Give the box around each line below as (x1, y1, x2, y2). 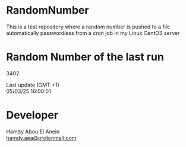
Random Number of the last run (6, 50, 165, 64)
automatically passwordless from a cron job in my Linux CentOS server (6, 29, 180, 36)
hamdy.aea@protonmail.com (6, 134, 77, 141)
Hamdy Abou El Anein (6, 128, 60, 135)
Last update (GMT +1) (6, 81, 59, 88)
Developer (6, 108, 58, 122)
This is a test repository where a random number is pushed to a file (6, 23, 171, 30)
